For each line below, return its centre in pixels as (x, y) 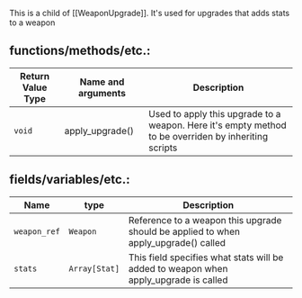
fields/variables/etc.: (70, 180)
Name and (102, 82)
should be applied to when (184, 231)
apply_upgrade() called (177, 242)
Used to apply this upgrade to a (214, 113)
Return (35, 76)
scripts (163, 148)
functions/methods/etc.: (80, 51)
